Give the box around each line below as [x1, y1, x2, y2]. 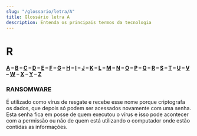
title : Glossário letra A [6, 14, 70, 20]
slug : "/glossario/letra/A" [6, 8, 75, 15]
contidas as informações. [6, 124, 68, 131]
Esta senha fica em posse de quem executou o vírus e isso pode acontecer [6, 111, 189, 118]
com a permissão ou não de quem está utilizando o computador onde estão [6, 117, 191, 124]
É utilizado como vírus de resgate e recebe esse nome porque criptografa [6, 98, 186, 106]
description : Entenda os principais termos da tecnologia [6, 19, 152, 25]
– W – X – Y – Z [6, 71, 42, 78]
